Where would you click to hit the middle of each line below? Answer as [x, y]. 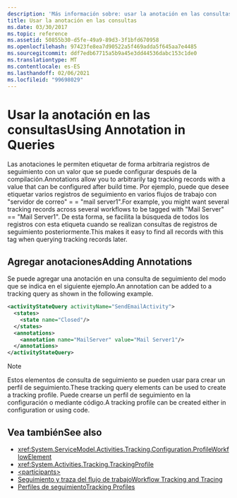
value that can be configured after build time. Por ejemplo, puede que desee [118, 187]
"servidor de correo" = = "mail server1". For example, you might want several [118, 202]
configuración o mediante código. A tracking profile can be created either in [117, 403]
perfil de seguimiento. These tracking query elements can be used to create [117, 388]
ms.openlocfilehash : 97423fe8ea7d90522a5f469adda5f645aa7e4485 [102, 47]
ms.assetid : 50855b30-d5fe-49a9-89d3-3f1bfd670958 [83, 40]
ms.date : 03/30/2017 [38, 27]
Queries [31, 145]
